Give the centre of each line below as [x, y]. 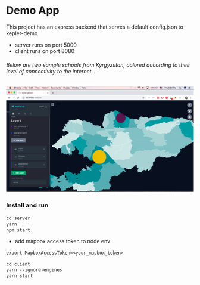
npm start [18, 230]
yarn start [20, 276]
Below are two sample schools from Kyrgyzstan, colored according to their [98, 65]
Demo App [33, 10]
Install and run [27, 205]
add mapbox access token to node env [62, 241]
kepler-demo [22, 33]
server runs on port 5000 [46, 45]
